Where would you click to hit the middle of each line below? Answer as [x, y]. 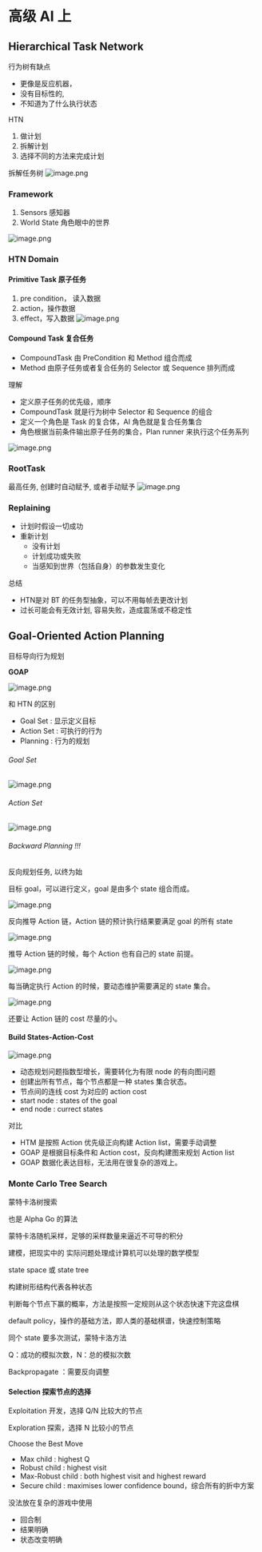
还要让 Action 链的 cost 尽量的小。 [65, 1018]
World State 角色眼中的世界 [65, 223]
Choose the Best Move [46, 1444]
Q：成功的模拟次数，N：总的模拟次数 [70, 1355]
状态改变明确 [41, 1540]
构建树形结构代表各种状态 [50, 1287]
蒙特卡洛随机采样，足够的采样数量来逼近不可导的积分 [96, 1236]
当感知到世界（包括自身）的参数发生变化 [98, 566]
